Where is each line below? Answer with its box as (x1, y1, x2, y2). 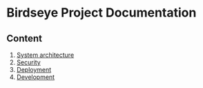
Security (16, 58, 41, 67)
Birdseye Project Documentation (6, 5, 197, 21)
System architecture (16, 51, 75, 59)
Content (6, 33, 43, 44)
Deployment (16, 66, 52, 73)
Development (16, 73, 55, 81)
